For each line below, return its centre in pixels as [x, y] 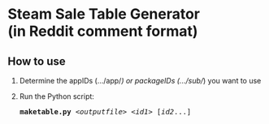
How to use [37, 61]
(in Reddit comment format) [103, 31]
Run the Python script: [57, 96]
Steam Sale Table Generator [104, 14]
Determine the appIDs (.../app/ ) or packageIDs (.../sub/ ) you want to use [140, 81]
